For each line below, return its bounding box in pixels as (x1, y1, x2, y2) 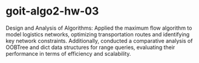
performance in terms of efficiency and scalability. (5, 50, 131, 57)
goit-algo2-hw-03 (5, 4, 99, 18)
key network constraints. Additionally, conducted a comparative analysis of (5, 37, 193, 44)
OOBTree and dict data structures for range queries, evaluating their (5, 44, 175, 51)
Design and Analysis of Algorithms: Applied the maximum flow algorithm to (5, 24, 192, 31)
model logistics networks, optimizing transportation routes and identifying (5, 30, 190, 38)
